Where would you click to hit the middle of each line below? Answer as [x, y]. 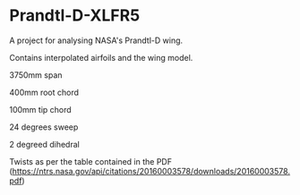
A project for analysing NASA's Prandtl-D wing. [96, 40]
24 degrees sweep [44, 127]
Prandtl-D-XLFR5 [75, 16]
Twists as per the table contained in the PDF [91, 161]
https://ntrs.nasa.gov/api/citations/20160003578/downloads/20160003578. [151, 171]
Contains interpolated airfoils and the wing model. [101, 57]
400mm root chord [44, 92]
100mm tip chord [40, 109]
